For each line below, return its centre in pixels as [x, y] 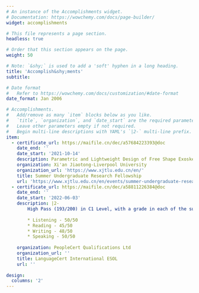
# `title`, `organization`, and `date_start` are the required [88, 121]
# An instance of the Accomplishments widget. [65, 12]
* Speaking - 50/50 [52, 237]
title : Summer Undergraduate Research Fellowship [79, 176]
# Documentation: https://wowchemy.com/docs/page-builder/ [81, 17]
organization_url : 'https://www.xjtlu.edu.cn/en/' [81, 170]
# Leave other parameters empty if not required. [71, 126]
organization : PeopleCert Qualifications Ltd [74, 248]
